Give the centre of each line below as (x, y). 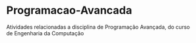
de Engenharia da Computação (45, 33)
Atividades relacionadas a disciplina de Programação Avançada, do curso (98, 27)
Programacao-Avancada (69, 10)
